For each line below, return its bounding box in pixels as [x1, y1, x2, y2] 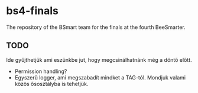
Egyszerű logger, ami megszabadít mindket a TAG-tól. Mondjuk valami [14, 74, 186, 81]
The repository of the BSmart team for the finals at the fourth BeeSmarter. [6, 24, 186, 31]
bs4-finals [6, 4, 59, 18]
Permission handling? [14, 68, 67, 75]
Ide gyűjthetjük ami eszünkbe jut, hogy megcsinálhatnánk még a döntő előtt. [6, 56, 192, 63]
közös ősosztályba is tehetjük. [14, 80, 89, 87]
